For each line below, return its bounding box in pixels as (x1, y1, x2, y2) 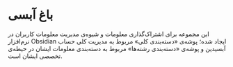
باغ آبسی (8, 7, 54, 23)
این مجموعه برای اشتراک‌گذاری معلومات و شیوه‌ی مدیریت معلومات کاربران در (8, 30, 209, 38)
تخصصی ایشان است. (8, 52, 63, 60)
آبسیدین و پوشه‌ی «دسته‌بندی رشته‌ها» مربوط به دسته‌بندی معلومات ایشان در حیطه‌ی (8, 44, 226, 52)
